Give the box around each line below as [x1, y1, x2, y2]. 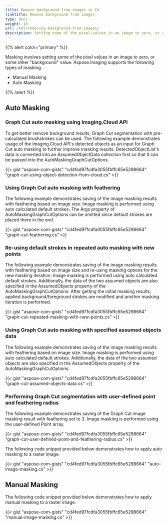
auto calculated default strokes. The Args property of [5, 206, 115, 212]
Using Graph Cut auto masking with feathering [5, 184, 120, 191]
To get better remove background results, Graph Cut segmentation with [5, 130, 152, 136]
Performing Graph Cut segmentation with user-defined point [5, 393, 156, 400]
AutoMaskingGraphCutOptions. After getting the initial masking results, [5, 288, 151, 294]
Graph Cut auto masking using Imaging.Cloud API [5, 118, 128, 125]
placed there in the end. [5, 216, 54, 222]
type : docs [5, 16, 28, 21]
